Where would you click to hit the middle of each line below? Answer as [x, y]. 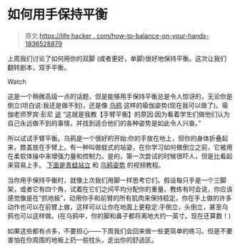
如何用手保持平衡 [58, 15]
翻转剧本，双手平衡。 [39, 67]
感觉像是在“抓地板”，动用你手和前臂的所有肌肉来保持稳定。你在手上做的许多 [120, 198]
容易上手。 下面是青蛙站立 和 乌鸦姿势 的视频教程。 [89, 165]
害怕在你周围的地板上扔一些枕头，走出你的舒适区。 [82, 240]
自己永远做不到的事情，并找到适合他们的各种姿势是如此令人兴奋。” [104, 123]
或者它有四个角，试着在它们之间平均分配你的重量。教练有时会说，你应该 [126, 189]
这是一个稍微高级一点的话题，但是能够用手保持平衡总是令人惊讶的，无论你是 [120, 96]
